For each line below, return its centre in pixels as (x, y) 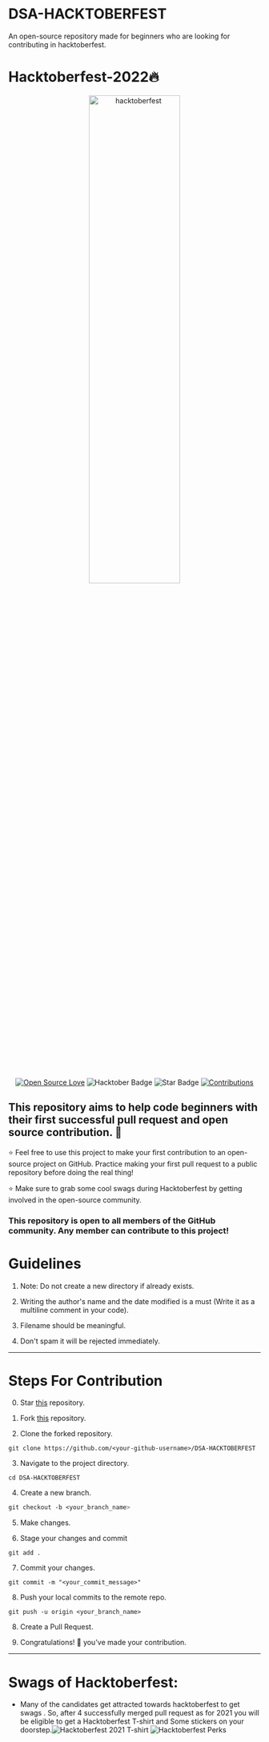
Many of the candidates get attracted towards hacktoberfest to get (130, 1704)
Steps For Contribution (85, 1381)
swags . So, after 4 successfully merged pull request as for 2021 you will (140, 1713)
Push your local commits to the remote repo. (93, 1597)
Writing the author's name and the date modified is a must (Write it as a (137, 1301)
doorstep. (36, 1730)
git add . (25, 1553)
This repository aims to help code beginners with (133, 1108)
